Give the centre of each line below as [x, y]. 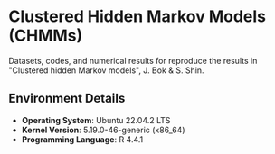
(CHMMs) [46, 36]
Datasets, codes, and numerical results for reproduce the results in [133, 60]
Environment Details [67, 99]
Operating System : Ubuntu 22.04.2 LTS [96, 120]
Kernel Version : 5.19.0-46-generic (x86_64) [104, 130]
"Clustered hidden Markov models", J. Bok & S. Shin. [106, 70]
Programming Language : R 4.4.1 [82, 139]
